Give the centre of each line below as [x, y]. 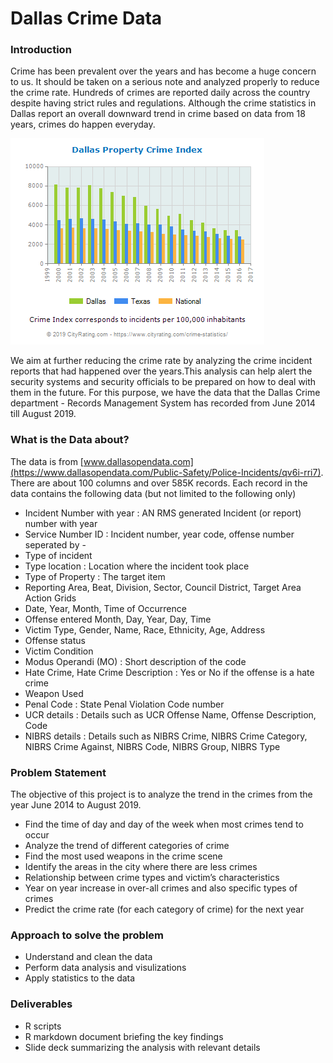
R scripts [43, 1026]
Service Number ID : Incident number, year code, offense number [159, 534]
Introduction [41, 50]
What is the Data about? [70, 440]
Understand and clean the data [88, 957]
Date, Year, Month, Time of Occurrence [105, 608]
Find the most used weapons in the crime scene [123, 856]
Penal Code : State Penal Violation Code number [124, 704]
